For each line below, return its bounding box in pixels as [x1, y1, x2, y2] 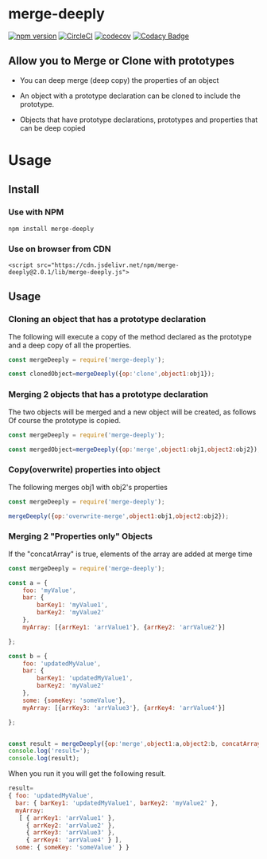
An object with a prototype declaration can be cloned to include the [19, 91, 241, 100]
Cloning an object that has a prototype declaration [8, 314, 207, 325]
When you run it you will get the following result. [8, 769, 167, 779]
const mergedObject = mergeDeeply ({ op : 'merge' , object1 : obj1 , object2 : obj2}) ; [8, 445, 261, 453]
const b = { [8, 652, 48, 660]
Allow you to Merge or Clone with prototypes [8, 54, 235, 68]
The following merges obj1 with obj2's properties [8, 482, 168, 492]
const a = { [8, 579, 48, 586]
